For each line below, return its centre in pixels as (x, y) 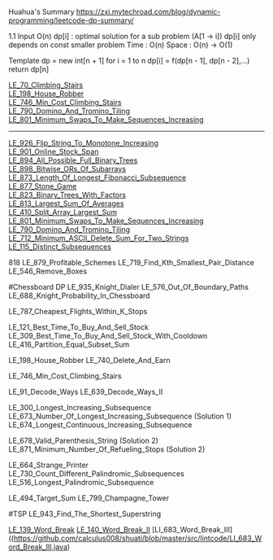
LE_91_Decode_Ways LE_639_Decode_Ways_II (86, 392)
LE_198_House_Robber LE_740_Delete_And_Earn (89, 360)
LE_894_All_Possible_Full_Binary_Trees (73, 160)
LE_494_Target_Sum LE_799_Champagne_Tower (89, 498)
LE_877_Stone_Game (43, 186)
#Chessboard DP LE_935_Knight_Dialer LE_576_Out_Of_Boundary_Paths (129, 287)
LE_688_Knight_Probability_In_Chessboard (79, 295)
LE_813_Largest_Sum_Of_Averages (66, 203)
